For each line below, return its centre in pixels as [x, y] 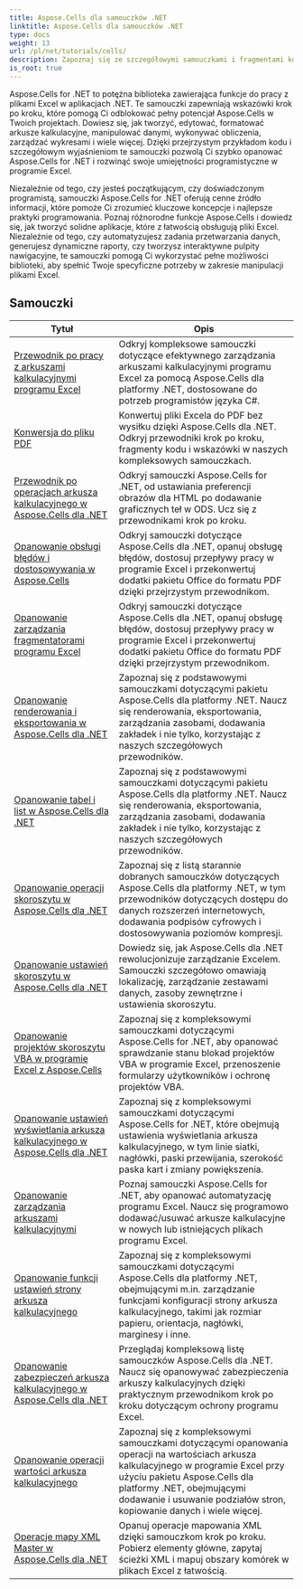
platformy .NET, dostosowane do [188, 389]
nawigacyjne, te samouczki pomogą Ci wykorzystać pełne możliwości [139, 255]
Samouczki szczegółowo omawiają [193, 970]
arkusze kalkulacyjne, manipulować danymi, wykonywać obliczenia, [135, 132]
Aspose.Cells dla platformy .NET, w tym [202, 887]
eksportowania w [50, 723]
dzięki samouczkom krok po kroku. [192, 1537]
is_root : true [36, 69]
